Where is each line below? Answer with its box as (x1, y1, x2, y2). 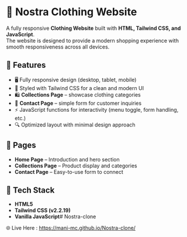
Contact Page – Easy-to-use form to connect (14, 168, 124, 175)
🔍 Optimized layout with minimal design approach (14, 121, 136, 128)
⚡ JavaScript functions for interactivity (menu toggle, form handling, (14, 106, 179, 113)
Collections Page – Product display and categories (14, 162, 137, 169)
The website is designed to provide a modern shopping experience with (6, 37, 179, 44)
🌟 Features (6, 60, 46, 70)
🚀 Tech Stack (6, 185, 55, 195)
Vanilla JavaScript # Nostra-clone (14, 213, 96, 220)
